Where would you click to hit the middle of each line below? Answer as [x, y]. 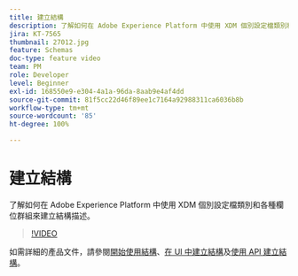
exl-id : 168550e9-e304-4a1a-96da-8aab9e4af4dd [97, 91]
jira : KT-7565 [35, 34]
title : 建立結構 [36, 17]
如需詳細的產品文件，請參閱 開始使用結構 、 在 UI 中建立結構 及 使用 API [135, 251]
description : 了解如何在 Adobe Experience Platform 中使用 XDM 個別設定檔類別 [148, 26]
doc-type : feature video [55, 58]
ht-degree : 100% [39, 125]
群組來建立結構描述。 [55, 215]
